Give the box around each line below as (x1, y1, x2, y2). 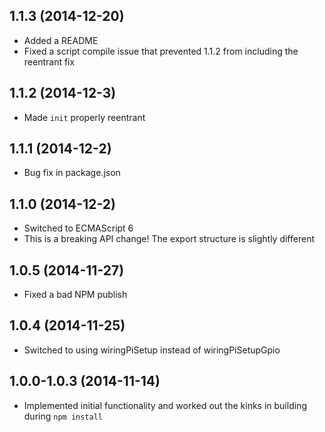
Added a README (23, 34, 99, 46)
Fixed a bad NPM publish (23, 289, 128, 301)
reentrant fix (23, 55, 76, 68)
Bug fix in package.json (23, 167, 121, 179)
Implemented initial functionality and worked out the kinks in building (23, 399, 307, 411)
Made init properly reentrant (23, 111, 146, 123)
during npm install (23, 410, 103, 422)
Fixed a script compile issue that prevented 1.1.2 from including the (23, 45, 299, 57)
